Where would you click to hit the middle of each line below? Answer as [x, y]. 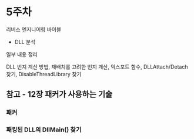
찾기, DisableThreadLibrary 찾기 [44, 74]
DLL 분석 [25, 42]
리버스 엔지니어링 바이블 [34, 29]
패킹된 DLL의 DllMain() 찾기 [44, 130]
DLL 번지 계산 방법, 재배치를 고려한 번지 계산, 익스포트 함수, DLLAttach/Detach [97, 67]
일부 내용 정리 [22, 54]
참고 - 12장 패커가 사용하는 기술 [59, 94]
